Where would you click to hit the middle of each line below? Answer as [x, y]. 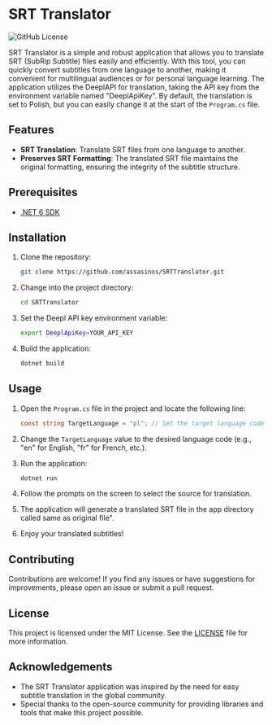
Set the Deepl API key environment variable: [94, 318]
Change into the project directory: [77, 288]
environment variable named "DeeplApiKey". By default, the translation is [131, 95]
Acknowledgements [60, 667]
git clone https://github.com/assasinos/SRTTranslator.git [122, 272]
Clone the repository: [56, 257]
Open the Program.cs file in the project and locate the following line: [133, 408]
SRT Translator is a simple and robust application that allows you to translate [136, 52]
